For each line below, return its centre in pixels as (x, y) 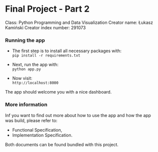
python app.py (26, 69)
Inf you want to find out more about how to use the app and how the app (78, 115)
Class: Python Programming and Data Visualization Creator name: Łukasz (79, 22)
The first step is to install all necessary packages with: (67, 51)
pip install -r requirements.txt (46, 56)
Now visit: (22, 78)
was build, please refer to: (31, 120)
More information (26, 105)
